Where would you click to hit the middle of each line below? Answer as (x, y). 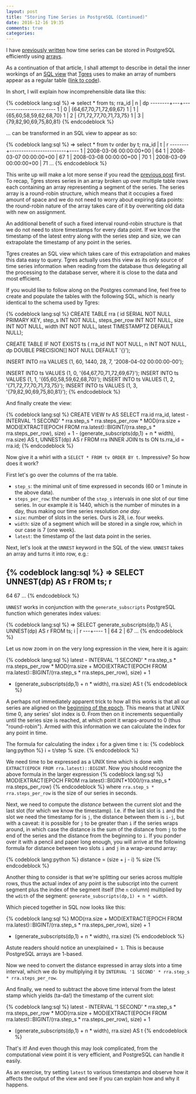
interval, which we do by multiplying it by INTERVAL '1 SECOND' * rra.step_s (98, 971)
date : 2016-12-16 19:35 (35, 22)
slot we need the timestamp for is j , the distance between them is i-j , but (95, 817)
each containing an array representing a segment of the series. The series (95, 187)
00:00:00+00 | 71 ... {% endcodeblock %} (56, 163)
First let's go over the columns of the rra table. (62, 475)
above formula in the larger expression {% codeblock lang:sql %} (85, 774)
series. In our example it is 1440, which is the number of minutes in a (97, 505)
